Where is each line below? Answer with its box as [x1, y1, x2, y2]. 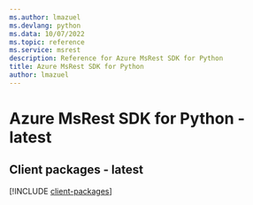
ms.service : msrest [9, 46, 81, 55]
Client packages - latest [9, 163, 144, 178]
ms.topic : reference [9, 37, 86, 47]
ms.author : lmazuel [9, 12, 81, 22]
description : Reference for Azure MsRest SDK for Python [9, 54, 224, 63]
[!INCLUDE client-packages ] [9, 186, 112, 196]
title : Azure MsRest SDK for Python [9, 63, 144, 72]
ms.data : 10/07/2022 [9, 29, 86, 38]
